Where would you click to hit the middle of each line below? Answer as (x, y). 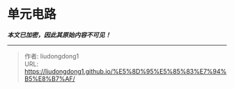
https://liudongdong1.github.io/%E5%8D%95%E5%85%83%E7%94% (125, 71)
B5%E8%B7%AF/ (49, 79)
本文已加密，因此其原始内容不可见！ (59, 35)
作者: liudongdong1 (52, 56)
